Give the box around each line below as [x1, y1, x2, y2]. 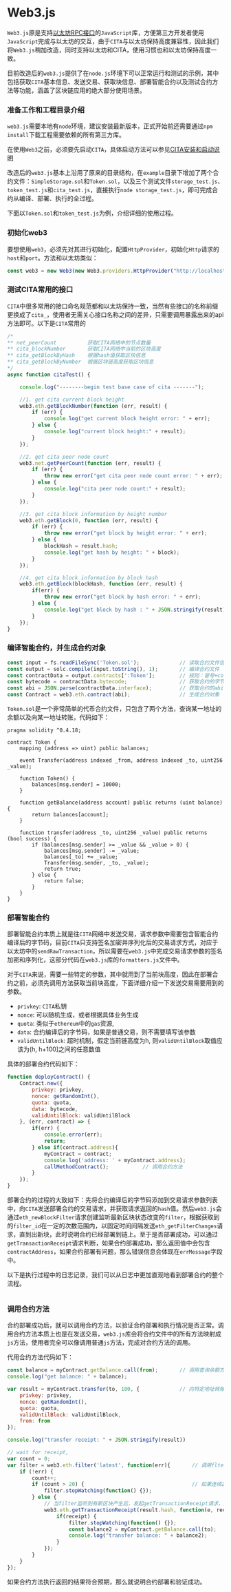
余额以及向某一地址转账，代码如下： [7, 713, 110, 721]
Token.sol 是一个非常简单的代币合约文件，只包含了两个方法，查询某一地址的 [7, 705, 222, 712]
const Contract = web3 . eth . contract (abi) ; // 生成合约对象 [7, 691, 220, 699]
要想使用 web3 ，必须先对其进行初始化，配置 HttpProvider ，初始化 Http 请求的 [7, 245, 220, 253]
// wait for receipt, [7, 1449, 69, 1456]
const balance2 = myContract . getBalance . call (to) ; [68, 1526, 217, 1533]
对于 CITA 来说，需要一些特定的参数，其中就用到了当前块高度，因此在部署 [7, 970, 212, 979]
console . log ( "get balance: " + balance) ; [7, 1373, 128, 1381]
